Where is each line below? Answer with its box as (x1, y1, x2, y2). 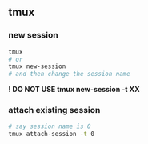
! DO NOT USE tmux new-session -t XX (8, 85, 140, 94)
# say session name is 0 (8, 122, 91, 130)
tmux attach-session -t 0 (8, 130, 94, 138)
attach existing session (8, 105, 101, 116)
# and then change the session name (8, 70, 130, 78)
